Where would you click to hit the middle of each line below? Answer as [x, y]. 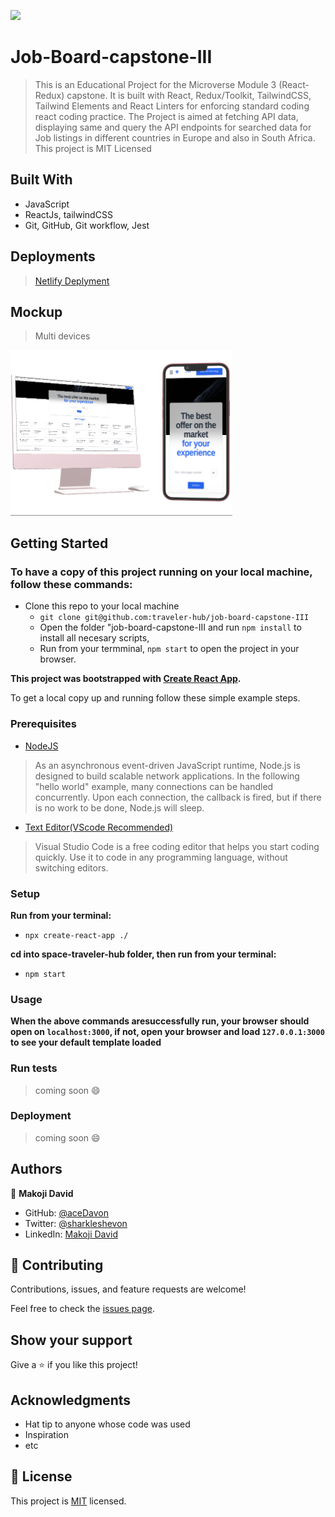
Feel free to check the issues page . [82, 1309]
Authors [36, 1169]
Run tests [34, 1068]
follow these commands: [71, 584]
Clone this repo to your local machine [102, 606]
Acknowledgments [71, 1400]
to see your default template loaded [86, 1042]
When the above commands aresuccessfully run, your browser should [160, 1021]
